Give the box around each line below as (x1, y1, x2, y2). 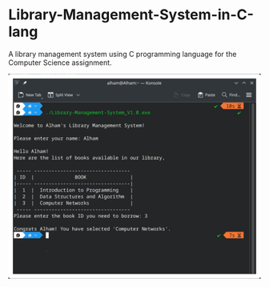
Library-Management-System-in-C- (8, 6, 255, 24)
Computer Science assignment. (8, 58, 112, 67)
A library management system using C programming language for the (8, 49, 237, 59)
